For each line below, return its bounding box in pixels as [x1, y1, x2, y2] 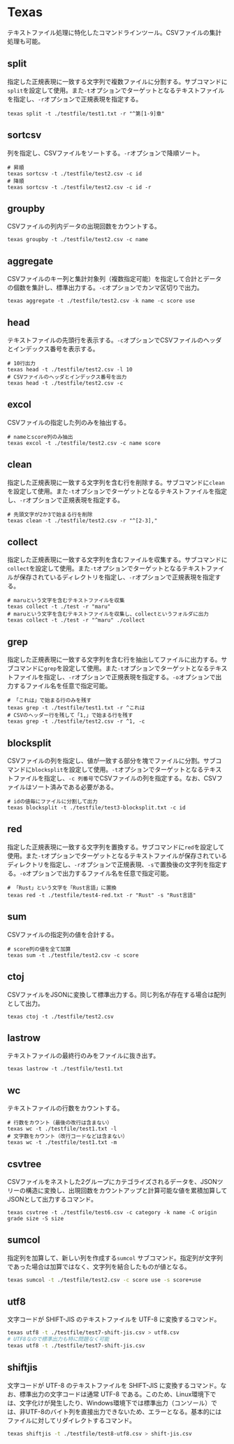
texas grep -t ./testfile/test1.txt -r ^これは [7, 704, 145, 711]
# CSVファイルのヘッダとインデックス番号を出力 [7, 374, 127, 381]
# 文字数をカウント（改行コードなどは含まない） [7, 1133, 128, 1140]
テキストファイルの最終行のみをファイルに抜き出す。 [7, 1051, 160, 1060]
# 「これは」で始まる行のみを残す [7, 697, 92, 704]
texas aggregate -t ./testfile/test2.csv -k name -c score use [7, 297, 196, 305]
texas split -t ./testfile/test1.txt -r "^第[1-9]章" [7, 110, 166, 117]
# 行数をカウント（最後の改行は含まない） [7, 1119, 113, 1126]
